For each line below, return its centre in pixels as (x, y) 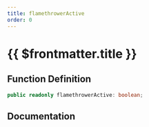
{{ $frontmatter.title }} (72, 54)
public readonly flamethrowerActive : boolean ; (75, 95)
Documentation (41, 116)
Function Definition (49, 79)
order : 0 (20, 20)
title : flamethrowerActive (46, 13)
